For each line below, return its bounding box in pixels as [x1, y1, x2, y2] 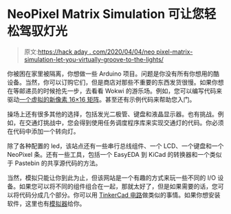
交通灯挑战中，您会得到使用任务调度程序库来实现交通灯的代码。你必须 [25, 118, 224, 127]
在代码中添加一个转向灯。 [7, 127, 80, 135]
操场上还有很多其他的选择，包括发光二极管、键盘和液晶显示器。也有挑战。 [7, 109, 218, 118]
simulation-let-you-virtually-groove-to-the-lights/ [23, 55, 164, 63]
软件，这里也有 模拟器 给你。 [7, 199, 86, 207]
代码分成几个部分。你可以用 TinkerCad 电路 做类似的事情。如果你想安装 [19, 191, 221, 199]
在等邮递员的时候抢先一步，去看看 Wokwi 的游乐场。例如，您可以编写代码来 [7, 87, 222, 95]
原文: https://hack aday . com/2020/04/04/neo [23, 47, 155, 56]
